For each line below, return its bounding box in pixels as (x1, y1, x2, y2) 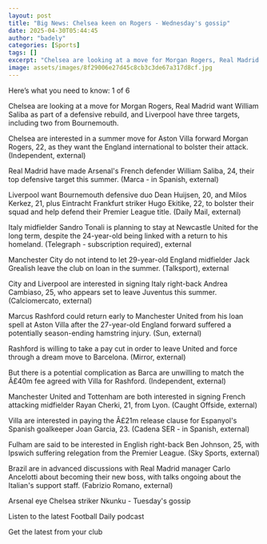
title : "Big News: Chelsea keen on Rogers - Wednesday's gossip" (8, 19, 230, 27)
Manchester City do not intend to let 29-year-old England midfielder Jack (8, 255, 250, 264)
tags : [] (8, 49, 38, 57)
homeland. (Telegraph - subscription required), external (8, 239, 192, 248)
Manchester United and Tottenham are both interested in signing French (8, 391, 246, 401)
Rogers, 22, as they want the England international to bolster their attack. (8, 141, 249, 152)
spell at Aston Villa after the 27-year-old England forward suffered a (8, 320, 232, 329)
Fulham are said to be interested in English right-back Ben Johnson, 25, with (8, 439, 260, 449)
